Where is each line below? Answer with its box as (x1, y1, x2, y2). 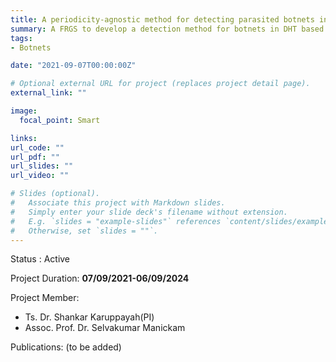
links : (10, 133, 38, 143)
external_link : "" (10, 88, 87, 98)
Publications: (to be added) (10, 341, 122, 353)
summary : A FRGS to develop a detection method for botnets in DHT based (10, 24, 325, 34)
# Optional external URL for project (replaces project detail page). (10, 79, 311, 89)
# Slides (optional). (10, 189, 101, 199)
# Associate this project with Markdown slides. (10, 198, 226, 208)
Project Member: (10, 292, 80, 304)
